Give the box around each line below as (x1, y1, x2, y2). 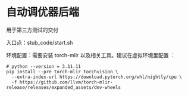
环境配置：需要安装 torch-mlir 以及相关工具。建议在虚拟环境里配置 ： (6, 51, 176, 58)
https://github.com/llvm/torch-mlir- (19, 79, 113, 85)
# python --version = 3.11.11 (6, 63, 82, 69)
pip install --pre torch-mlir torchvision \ (6, 69, 118, 75)
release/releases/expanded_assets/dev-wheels (6, 84, 121, 90)
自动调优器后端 (6, 5, 80, 19)
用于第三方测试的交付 (6, 26, 58, 33)
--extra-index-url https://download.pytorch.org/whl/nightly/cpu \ (11, 74, 183, 80)
